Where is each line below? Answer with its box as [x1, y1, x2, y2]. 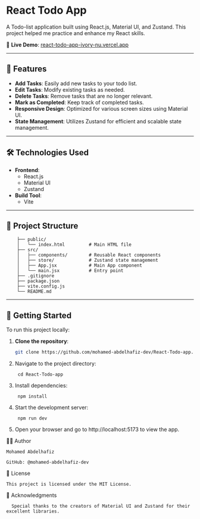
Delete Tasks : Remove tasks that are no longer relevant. [14, 92, 153, 99]
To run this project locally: [6, 326, 70, 333]
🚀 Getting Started [6, 310, 72, 320]
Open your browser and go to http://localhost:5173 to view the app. [14, 426, 180, 433]
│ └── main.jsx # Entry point [17, 268, 124, 274]
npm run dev [17, 415, 48, 421]
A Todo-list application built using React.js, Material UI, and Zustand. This [6, 23, 186, 30]
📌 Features [6, 64, 47, 74]
